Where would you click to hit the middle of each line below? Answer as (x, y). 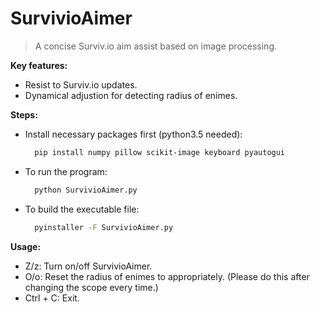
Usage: (26, 246)
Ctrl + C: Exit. (52, 298)
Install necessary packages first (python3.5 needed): (133, 134)
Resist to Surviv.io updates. (81, 84)
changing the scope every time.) (91, 287)
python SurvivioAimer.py (86, 190)
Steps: (24, 114)
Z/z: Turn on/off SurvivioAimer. (88, 266)
